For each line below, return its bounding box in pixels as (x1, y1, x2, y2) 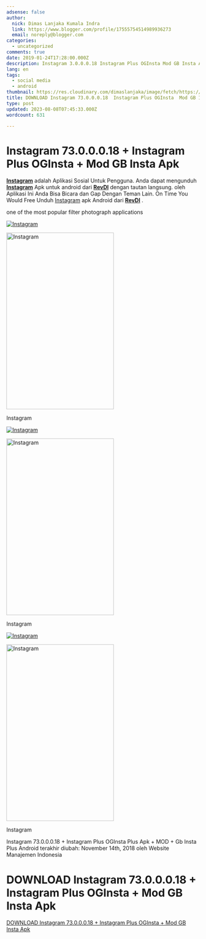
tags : (6, 72, 20, 78)
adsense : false (6, 9, 45, 15)
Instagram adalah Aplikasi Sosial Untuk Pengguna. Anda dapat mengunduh (6, 177, 197, 184)
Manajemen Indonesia (6, 851, 63, 858)
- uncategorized (12, 44, 53, 50)
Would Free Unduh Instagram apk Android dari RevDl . (6, 197, 143, 204)
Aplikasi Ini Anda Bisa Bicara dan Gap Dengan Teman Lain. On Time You (6, 190, 188, 197)
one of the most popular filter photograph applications (6, 208, 143, 216)
